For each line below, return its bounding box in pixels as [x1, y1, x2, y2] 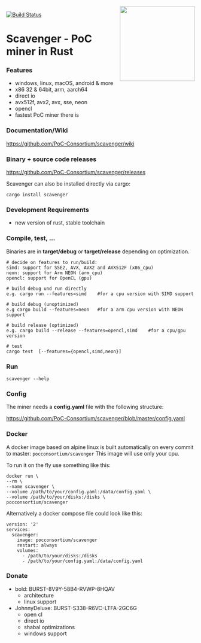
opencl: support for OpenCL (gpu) [6, 275, 93, 281]
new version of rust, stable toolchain [14, 219, 105, 226]
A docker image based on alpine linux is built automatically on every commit [6, 443, 194, 451]
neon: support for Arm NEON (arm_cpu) [6, 269, 103, 276]
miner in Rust [6, 45, 74, 59]
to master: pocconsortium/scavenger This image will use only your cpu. [6, 450, 179, 457]
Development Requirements [6, 206, 90, 214]
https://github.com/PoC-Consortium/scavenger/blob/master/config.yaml [6, 415, 185, 422]
